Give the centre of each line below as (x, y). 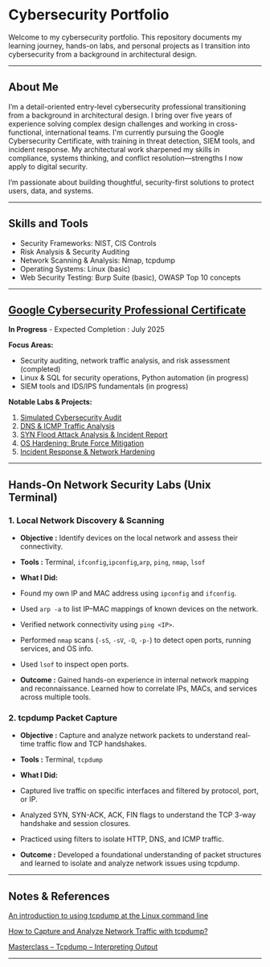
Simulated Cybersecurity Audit (71, 417)
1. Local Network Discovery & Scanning (86, 520)
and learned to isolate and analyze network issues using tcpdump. (130, 863)
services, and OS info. (57, 649)
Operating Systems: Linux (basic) (75, 268)
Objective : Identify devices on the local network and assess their (129, 538)
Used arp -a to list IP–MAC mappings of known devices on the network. (139, 609)
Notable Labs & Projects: (50, 402)
